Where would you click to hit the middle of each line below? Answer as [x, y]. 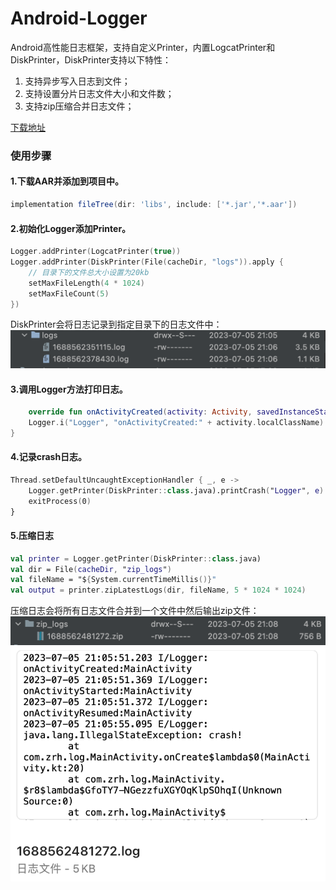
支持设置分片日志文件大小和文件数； [99, 93]
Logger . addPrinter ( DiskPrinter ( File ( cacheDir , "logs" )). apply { [147, 262]
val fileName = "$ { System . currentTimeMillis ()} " [113, 580]
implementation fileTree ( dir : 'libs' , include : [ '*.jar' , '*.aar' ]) [154, 205]
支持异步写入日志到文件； [77, 81]
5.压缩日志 [32, 536]
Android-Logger [79, 18]
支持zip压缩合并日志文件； [79, 106]
